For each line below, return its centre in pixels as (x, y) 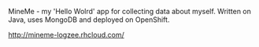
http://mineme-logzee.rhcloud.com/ (66, 35)
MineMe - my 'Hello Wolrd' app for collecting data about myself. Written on (130, 11)
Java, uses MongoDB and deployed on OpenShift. (89, 20)
